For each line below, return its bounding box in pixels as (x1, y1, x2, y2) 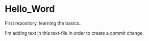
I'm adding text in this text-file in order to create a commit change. (5, 30, 144, 36)
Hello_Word (5, 3, 55, 15)
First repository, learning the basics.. (5, 20, 82, 26)
